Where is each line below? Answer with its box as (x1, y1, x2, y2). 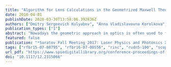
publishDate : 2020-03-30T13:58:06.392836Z (5, 17, 97, 22)
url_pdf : (5, 49, 24, 54)
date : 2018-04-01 (5, 12, 42, 17)
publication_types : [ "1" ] (5, 26, 60, 31)
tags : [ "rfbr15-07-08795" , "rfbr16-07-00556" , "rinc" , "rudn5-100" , (5, 45, 154, 50)
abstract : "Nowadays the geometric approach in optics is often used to (5, 31, 163, 36)
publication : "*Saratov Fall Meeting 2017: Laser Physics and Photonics (5, 40, 163, 45)
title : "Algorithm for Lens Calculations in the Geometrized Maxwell (5, 7, 156, 13)
